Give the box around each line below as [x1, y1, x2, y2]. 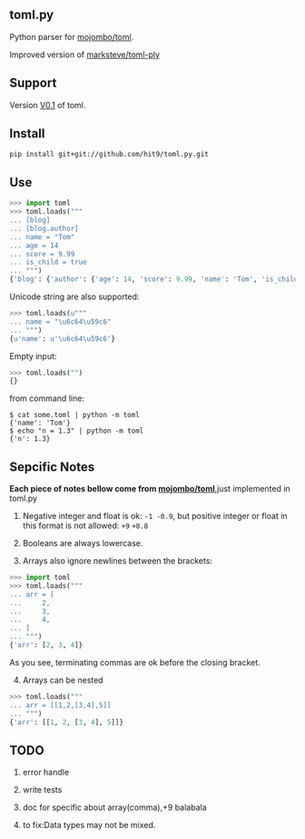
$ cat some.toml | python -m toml [9, 411, 141, 420]
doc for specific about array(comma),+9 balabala [22, 802, 207, 813]
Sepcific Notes [9, 459, 95, 474]
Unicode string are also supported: [9, 291, 140, 302]
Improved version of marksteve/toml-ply [9, 49, 161, 60]
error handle [22, 767, 70, 778]
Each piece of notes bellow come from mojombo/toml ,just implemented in [9, 484, 290, 494]
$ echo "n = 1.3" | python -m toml [9, 426, 144, 435]
